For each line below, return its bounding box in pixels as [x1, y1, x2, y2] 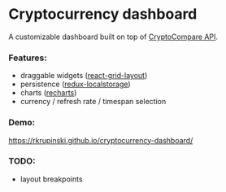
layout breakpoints [20, 174, 83, 184]
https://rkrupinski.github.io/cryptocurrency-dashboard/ [8, 135, 193, 145]
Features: [8, 52, 47, 63]
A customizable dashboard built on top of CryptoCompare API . [8, 32, 218, 41]
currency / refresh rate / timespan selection [20, 97, 167, 107]
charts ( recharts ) [20, 88, 77, 98]
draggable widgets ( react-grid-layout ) [20, 71, 148, 81]
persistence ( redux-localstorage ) [20, 79, 132, 89]
